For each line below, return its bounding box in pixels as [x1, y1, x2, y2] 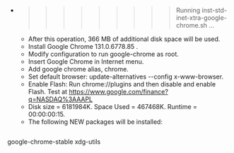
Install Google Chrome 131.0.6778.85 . [28, 42, 139, 50]
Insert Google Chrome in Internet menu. [28, 57, 144, 66]
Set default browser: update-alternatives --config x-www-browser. [28, 72, 224, 81]
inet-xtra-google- [175, 13, 228, 22]
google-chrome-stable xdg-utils [7, 137, 101, 146]
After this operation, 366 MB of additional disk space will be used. [28, 35, 221, 43]
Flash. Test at [28, 88, 68, 96]
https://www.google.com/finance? [69, 88, 168, 96]
